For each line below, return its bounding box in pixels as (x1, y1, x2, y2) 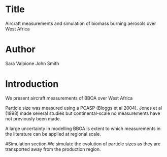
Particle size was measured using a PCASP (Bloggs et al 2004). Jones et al (5, 105, 162, 111)
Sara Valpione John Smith (5, 60, 59, 67)
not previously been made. (5, 115, 61, 121)
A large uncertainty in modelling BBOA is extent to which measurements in (5, 125, 161, 132)
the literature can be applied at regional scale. (5, 131, 102, 137)
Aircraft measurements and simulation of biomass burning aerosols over (5, 20, 156, 26)
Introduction (5, 78, 59, 90)
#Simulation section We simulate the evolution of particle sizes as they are (5, 141, 161, 147)
